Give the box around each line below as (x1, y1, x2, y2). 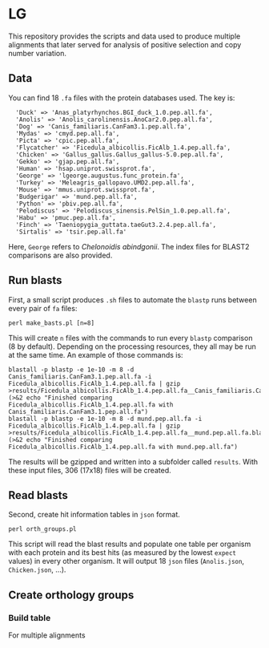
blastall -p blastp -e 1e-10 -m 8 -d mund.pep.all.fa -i (8, 415, 203, 423)
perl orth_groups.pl (8, 525, 78, 533)
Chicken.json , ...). (8, 565, 66, 574)
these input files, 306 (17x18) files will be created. (8, 465, 171, 475)
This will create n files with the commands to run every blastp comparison (8, 333, 253, 342)
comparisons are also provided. (8, 250, 113, 260)
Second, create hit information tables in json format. (8, 510, 180, 520)
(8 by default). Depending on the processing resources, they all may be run (8, 342, 256, 351)
